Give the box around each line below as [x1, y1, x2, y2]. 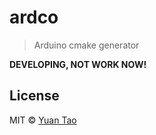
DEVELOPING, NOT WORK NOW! [9, 58, 147, 70]
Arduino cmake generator [33, 39, 140, 51]
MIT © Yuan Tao [9, 114, 77, 126]
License [9, 87, 60, 105]
